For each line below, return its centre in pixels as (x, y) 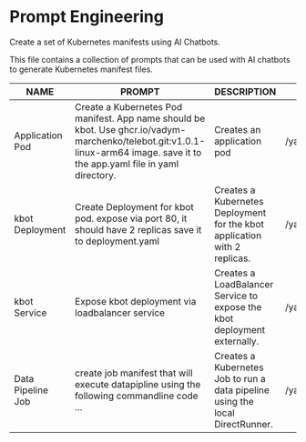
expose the (238, 306)
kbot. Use (95, 129)
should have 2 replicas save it (138, 229)
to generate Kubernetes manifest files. (81, 69)
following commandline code (136, 396)
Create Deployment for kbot (134, 206)
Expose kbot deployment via (135, 301)
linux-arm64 (102, 152)
